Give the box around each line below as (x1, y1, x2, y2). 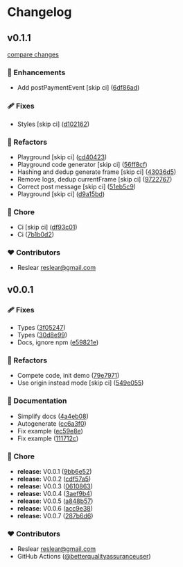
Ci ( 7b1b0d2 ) (17, 230, 54, 239)
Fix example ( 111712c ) (17, 434, 79, 442)
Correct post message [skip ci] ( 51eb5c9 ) (17, 182, 137, 191)
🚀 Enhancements (7, 67, 66, 77)
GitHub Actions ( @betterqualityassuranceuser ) (17, 552, 151, 561)
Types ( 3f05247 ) (17, 324, 66, 332)
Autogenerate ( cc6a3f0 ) (17, 419, 87, 428)
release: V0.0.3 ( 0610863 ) (17, 482, 94, 490)
